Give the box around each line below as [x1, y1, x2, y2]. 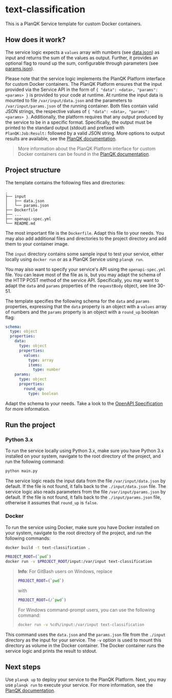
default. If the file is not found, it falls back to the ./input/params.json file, [5, 494, 161, 500]
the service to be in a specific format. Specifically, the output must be [5, 119, 153, 125]
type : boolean [28, 391, 58, 396]
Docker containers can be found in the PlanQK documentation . [17, 150, 150, 157]
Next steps [5, 663, 41, 671]
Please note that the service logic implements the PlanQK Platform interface [5, 76, 165, 82]
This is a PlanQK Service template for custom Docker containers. [5, 21, 142, 27]
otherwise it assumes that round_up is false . [5, 500, 98, 506]
